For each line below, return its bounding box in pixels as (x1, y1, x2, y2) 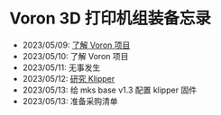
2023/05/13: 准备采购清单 (22, 95, 118, 106)
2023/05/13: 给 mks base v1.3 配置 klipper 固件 (22, 84, 197, 95)
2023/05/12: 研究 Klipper (22, 73, 115, 84)
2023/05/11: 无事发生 (22, 62, 101, 73)
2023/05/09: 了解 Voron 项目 (22, 40, 131, 50)
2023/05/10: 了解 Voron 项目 (22, 50, 129, 61)
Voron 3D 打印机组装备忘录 (9, 8, 212, 29)
